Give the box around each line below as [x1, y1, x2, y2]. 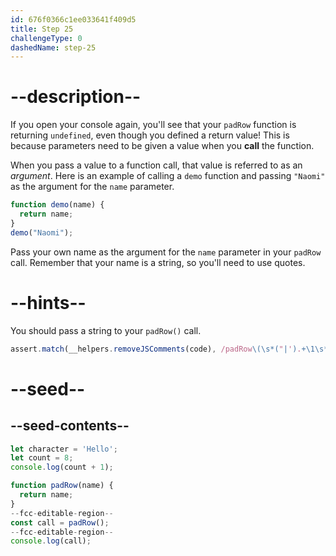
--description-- [10, 86, 142, 108]
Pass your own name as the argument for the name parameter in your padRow [10, 246, 322, 258]
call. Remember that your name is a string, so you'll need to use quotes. [10, 256, 306, 268]
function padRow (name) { [10, 481, 114, 491]
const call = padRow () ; [10, 517, 110, 528]
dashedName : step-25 [10, 42, 97, 53]
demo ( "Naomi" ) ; [10, 227, 74, 238]
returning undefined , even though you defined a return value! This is [10, 129, 290, 141]
